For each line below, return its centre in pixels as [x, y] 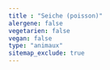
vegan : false [30, 38]
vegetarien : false [39, 31]
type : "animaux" [36, 46]
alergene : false [36, 23]
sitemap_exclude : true [47, 53]
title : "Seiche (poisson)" [56, 16]
